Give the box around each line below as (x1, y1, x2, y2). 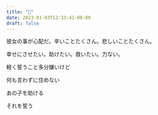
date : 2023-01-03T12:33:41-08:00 (6, 15, 91, 21)
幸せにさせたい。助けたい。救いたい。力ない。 (6, 51, 123, 58)
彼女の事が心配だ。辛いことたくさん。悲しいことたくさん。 (6, 38, 156, 45)
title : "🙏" (6, 9, 34, 15)
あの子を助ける (6, 89, 44, 97)
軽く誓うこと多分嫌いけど (6, 63, 70, 71)
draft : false (6, 20, 39, 26)
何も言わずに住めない (6, 77, 60, 84)
